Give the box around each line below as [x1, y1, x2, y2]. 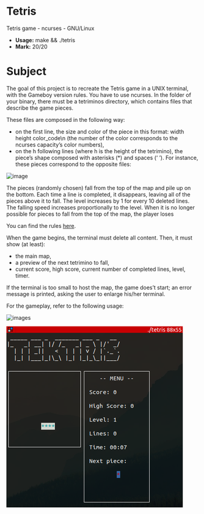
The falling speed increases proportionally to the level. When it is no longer [6, 203, 195, 211]
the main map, [15, 252, 52, 260]
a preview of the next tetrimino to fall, [15, 259, 110, 266]
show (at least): [6, 240, 46, 248]
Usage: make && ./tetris [15, 36, 75, 43]
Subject [6, 64, 47, 78]
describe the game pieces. [6, 104, 74, 111]
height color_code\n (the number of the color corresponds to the [15, 134, 178, 142]
